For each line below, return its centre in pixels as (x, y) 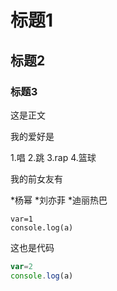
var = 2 (21, 266)
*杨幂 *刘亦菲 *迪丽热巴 (59, 200)
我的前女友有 (36, 178)
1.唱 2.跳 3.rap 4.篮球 (53, 157)
